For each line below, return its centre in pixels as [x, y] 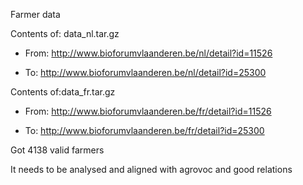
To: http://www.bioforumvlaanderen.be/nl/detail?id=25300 [145, 72]
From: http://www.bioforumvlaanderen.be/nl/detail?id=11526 [148, 53]
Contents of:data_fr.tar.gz [63, 92]
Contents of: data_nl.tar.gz [65, 33]
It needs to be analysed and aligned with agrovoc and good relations [151, 169]
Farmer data [35, 14]
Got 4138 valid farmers [57, 150]
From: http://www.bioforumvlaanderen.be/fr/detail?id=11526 [148, 111]
